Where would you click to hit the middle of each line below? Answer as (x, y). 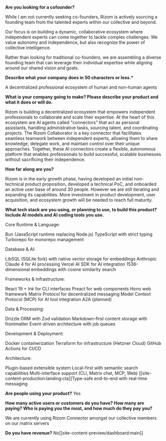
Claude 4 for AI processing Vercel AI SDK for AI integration (65, 264)
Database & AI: (20, 249)
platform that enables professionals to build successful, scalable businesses (83, 154)
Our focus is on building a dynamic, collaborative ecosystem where (74, 32)
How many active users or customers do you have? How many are (75, 403)
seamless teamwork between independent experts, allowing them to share (82, 138)
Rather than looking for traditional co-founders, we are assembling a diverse (83, 57)
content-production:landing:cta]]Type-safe (49, 378)
